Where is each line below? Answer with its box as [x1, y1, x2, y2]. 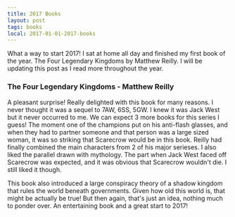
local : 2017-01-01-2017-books [7, 30, 96, 37]
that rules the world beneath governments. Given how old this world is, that [7, 186, 225, 194]
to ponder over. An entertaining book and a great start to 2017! [7, 201, 189, 210]
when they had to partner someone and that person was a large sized [7, 128, 209, 136]
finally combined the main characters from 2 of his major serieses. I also [7, 142, 217, 151]
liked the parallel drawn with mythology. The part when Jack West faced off [7, 150, 227, 159]
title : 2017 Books [7, 10, 61, 18]
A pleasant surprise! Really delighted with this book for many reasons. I [7, 98, 213, 106]
